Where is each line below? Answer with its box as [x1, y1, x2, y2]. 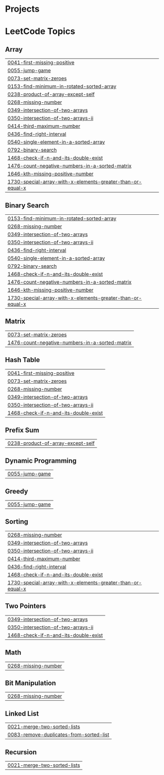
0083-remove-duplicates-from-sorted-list [7, 731, 109, 738]
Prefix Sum [5, 426, 40, 434]
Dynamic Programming [5, 456, 77, 465]
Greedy [5, 487, 28, 495]
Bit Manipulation [5, 679, 56, 687]
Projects [5, 3, 40, 15]
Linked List [5, 709, 39, 718]
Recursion [5, 748, 37, 756]
